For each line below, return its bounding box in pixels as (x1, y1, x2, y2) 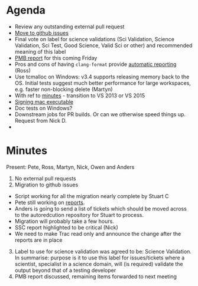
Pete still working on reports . (14, 199, 85, 206)
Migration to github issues (14, 181, 79, 188)
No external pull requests (14, 175, 77, 182)
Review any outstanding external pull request (14, 23, 125, 30)
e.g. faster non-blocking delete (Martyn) (14, 86, 113, 93)
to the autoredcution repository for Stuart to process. (14, 211, 144, 218)
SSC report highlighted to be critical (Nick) (14, 223, 118, 231)
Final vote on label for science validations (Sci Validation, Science (14, 35, 174, 42)
